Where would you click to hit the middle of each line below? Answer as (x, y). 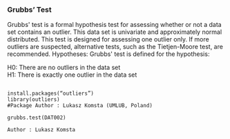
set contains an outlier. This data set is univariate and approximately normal (115, 32)
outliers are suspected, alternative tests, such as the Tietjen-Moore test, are (115, 47)
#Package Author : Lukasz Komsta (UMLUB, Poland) (80, 106)
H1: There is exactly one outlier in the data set (72, 75)
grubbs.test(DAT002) (37, 118)
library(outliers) (33, 100)
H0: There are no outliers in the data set (64, 68)
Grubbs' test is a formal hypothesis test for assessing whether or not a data (115, 25)
